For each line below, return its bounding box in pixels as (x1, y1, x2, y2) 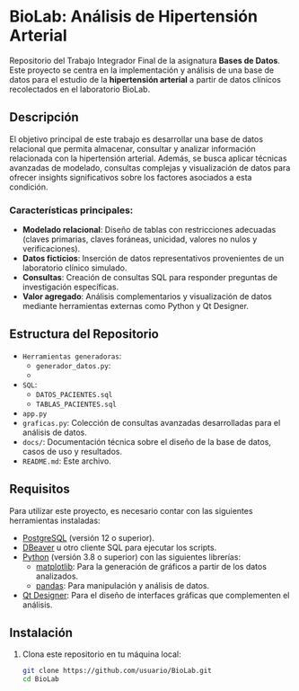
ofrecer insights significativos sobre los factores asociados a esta (9, 172, 252, 182)
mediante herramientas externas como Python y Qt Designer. (22, 301, 250, 312)
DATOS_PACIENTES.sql (35, 390, 113, 399)
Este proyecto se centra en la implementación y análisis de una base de (9, 65, 275, 75)
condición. (9, 182, 48, 192)
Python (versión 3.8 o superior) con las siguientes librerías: (22, 551, 241, 563)
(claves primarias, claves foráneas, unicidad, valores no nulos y (22, 234, 258, 244)
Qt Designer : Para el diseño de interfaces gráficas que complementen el (22, 589, 290, 600)
